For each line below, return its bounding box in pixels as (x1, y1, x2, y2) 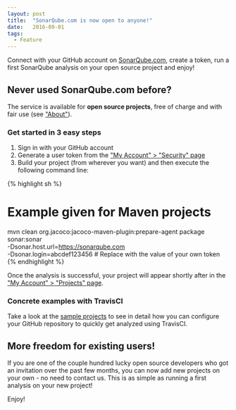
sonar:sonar (7, 235, 42, 244)
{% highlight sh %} (7, 180, 62, 188)
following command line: (17, 166, 89, 175)
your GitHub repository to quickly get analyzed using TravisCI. (7, 320, 188, 328)
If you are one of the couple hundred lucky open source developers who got (7, 359, 229, 367)
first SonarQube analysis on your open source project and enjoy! (7, 63, 195, 72)
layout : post (7, 10, 46, 18)
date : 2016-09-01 (7, 23, 65, 30)
